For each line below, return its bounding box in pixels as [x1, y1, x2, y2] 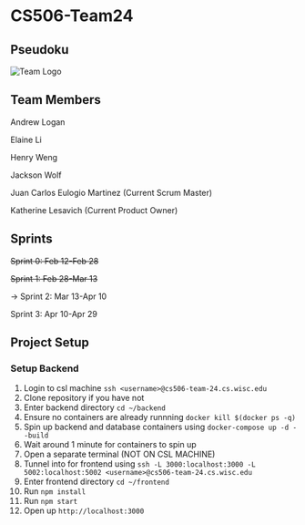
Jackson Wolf [10, 170, 62, 180]
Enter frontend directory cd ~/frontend [23, 476, 169, 488]
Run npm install [23, 486, 86, 497]
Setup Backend [10, 362, 80, 375]
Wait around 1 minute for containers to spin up [23, 439, 197, 450]
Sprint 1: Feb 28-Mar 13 [10, 273, 98, 283]
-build [23, 431, 49, 440]
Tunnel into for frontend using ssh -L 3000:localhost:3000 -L [23, 458, 256, 469]
